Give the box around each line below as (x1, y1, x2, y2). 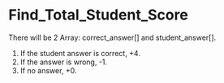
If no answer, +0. (19, 65, 77, 75)
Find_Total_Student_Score (8, 6, 188, 24)
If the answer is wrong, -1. (19, 57, 108, 67)
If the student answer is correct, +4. (19, 48, 140, 58)
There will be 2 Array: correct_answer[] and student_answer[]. (8, 33, 217, 42)
